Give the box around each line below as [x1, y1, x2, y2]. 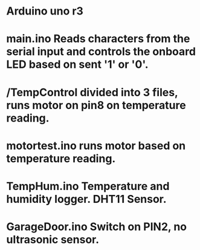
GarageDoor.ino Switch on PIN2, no [6, 220, 187, 234]
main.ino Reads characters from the [6, 32, 190, 46]
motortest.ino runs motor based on [6, 139, 186, 153]
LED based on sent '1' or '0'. [6, 58, 149, 71]
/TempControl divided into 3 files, [6, 85, 178, 99]
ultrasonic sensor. [6, 233, 100, 246]
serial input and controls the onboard [6, 45, 196, 59]
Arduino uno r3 [6, 4, 83, 18]
